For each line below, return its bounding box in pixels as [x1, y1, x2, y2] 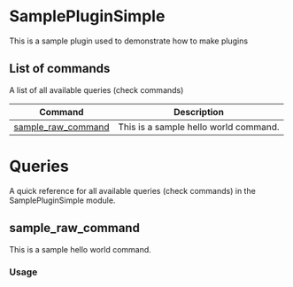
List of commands [9, 61, 111, 76]
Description [173, 105, 224, 118]
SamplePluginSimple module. [9, 195, 116, 206]
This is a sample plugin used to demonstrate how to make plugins [9, 35, 249, 46]
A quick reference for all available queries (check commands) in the [9, 185, 257, 196]
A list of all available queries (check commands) [9, 84, 184, 95]
